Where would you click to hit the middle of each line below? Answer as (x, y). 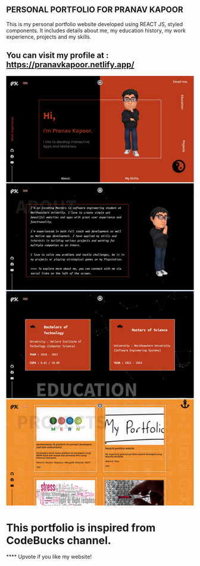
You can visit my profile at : (57, 56)
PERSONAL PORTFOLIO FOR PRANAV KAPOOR (95, 10)
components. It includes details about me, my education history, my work (96, 30)
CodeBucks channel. (59, 540)
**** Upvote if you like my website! (49, 557)
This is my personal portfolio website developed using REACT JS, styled (95, 24)
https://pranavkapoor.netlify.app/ (71, 65)
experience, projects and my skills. (49, 37)
